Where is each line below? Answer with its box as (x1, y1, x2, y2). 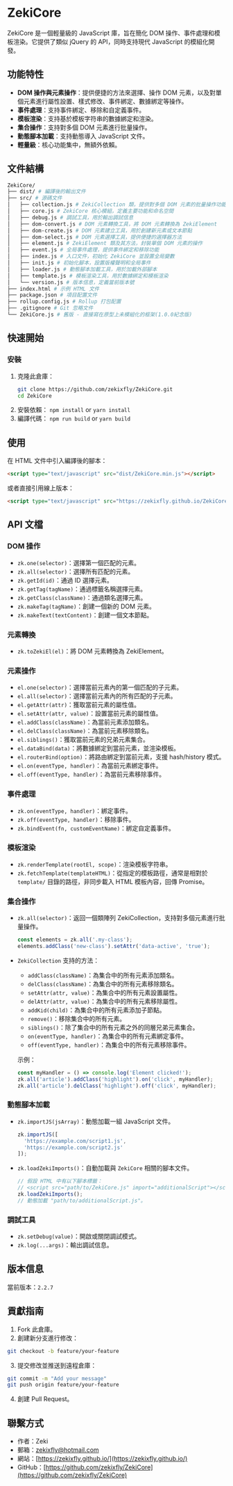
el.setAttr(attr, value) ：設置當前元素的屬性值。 (17, 709, 162, 718)
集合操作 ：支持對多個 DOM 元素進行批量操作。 (17, 123, 151, 132)
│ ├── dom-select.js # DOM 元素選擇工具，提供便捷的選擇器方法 (7, 233, 182, 241)
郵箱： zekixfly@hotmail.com (17, 1446, 99, 1454)
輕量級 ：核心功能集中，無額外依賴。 (17, 141, 121, 149)
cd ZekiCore (17, 392, 52, 400)
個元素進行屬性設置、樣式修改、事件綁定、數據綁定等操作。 (17, 97, 188, 105)
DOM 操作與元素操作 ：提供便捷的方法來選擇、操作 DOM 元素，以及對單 (17, 88, 222, 97)
